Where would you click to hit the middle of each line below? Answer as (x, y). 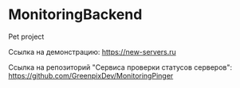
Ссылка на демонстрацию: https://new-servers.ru (92, 52)
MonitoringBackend (75, 15)
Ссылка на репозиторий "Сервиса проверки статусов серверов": (120, 67)
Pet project (26, 36)
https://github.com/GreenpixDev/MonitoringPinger (91, 75)
